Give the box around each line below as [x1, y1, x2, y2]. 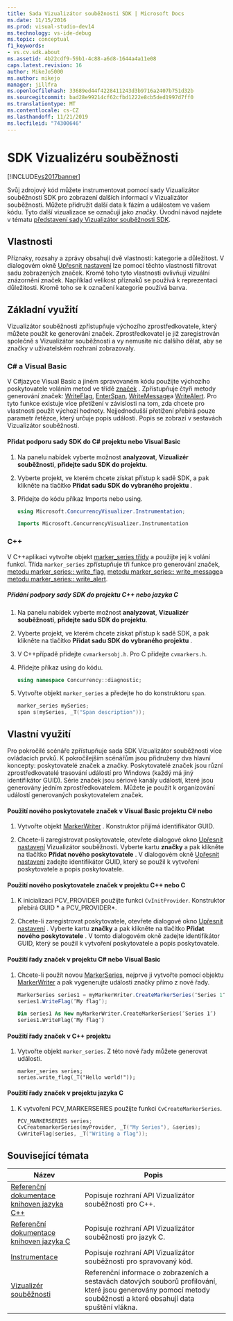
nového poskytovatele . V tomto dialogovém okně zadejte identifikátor [17, 932, 221, 940]
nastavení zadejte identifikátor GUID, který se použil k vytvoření [17, 858, 199, 866]
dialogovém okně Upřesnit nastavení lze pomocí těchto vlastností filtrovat [7, 262, 217, 270]
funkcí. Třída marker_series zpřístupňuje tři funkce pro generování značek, [7, 560, 221, 568]
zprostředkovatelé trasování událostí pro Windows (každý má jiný [7, 769, 194, 777]
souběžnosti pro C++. [84, 1199, 155, 1209]
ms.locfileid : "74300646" [7, 119, 82, 127]
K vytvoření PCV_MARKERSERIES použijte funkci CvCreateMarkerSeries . [17, 1104, 222, 1112]
